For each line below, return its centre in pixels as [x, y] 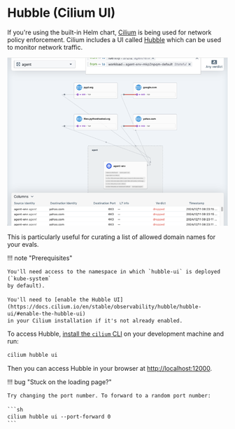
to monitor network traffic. [45, 47]
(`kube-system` [29, 279]
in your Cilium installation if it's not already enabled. [95, 321]
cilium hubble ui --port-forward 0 [59, 417]
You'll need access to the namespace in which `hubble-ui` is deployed [114, 272]
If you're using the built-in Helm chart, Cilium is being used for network [109, 32]
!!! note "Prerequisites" [40, 258]
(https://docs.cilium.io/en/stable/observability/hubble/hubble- [104, 307]
